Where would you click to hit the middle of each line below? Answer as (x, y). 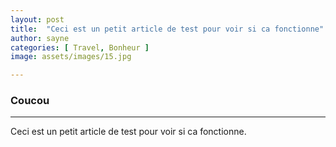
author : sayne (40, 38)
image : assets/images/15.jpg (71, 57)
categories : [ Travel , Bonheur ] (80, 47)
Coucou (30, 101)
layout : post (37, 19)
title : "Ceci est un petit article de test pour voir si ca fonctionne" (167, 29)
